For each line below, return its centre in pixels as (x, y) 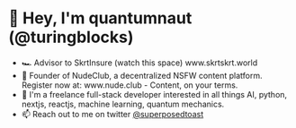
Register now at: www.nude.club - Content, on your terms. (130, 85)
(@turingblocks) (71, 37)
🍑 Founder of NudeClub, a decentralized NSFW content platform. (142, 75)
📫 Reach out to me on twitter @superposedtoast (112, 114)
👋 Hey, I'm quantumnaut (100, 18)
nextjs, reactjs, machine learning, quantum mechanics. (123, 104)
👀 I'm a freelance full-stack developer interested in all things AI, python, (154, 94)
